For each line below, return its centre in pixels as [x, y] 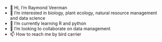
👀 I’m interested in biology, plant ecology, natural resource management [83, 13]
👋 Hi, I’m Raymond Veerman [39, 8]
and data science [28, 18]
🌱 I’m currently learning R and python [48, 23]
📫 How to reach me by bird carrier [45, 34]
